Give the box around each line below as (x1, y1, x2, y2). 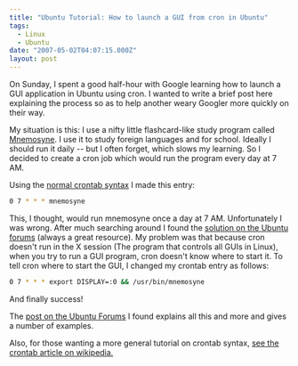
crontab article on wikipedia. (9, 346, 114, 357)
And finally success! (9, 293, 84, 304)
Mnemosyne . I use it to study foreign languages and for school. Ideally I (9, 134, 271, 144)
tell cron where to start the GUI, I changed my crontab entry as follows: (9, 260, 270, 271)
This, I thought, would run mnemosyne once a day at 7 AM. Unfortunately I (9, 213, 283, 224)
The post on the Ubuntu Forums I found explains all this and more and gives (9, 311, 287, 321)
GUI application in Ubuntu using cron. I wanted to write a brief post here (9, 88, 273, 99)
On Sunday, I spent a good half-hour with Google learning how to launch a (9, 79, 282, 89)
